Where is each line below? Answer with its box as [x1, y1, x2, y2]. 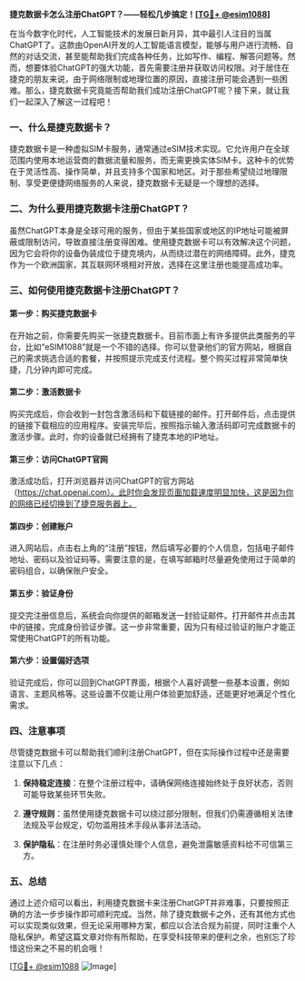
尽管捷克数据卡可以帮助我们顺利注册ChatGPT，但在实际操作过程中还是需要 [9, 747, 290, 758]
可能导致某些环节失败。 [22, 789, 111, 800]
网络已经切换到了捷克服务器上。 [16, 499, 137, 510]
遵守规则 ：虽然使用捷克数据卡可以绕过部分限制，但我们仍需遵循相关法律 [22, 808, 293, 819]
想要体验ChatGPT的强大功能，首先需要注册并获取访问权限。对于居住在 [25, 63, 290, 73]
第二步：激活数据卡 [9, 386, 82, 398]
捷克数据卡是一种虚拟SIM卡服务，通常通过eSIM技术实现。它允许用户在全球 [9, 144, 290, 154]
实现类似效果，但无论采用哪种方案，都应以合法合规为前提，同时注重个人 [25, 920, 296, 931]
